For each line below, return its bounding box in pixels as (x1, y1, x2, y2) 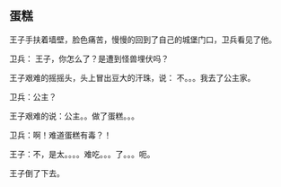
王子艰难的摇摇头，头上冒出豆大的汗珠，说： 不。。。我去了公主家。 (9, 72, 256, 83)
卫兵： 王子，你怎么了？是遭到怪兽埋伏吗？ (9, 53, 169, 64)
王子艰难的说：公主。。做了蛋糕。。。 (9, 111, 139, 121)
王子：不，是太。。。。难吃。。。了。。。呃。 (9, 148, 155, 159)
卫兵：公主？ (9, 91, 57, 102)
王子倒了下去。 (9, 167, 65, 178)
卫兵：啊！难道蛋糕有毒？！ (9, 129, 112, 140)
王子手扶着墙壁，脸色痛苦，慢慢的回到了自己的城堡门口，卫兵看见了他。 (9, 34, 277, 45)
